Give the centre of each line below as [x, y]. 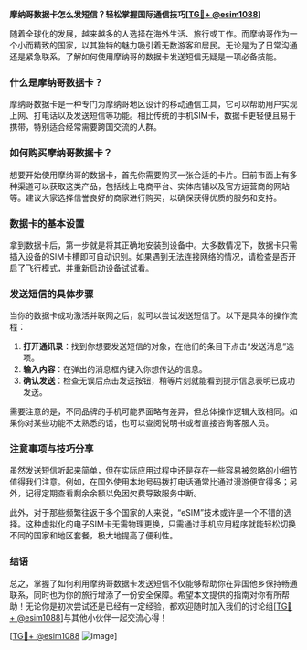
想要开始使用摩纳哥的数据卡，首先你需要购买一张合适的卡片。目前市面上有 [149, 175]
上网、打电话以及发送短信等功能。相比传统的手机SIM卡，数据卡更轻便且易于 [153, 116]
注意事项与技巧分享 [52, 449]
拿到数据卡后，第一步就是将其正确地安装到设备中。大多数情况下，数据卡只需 [153, 245]
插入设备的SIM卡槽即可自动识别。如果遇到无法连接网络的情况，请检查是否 [149, 256]
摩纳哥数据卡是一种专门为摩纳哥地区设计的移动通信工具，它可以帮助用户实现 [153, 104]
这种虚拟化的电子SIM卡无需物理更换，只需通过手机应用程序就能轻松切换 [161, 524]
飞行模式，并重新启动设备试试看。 [89, 268]
